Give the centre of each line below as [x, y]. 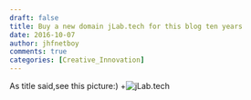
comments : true [38, 52]
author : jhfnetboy [44, 43]
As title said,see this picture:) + [68, 86]
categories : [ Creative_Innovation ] [77, 60]
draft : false [34, 18]
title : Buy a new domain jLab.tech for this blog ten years [126, 26]
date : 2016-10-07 [42, 35]
